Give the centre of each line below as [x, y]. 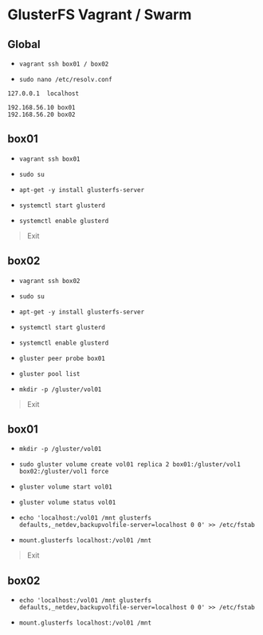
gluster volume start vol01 [65, 487]
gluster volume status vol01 [67, 503]
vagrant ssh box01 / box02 [64, 64]
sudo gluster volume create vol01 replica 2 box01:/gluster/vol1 [130, 465]
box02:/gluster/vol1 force [64, 472]
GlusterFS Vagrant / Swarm [100, 15]
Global [24, 44]
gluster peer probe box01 [62, 358]
